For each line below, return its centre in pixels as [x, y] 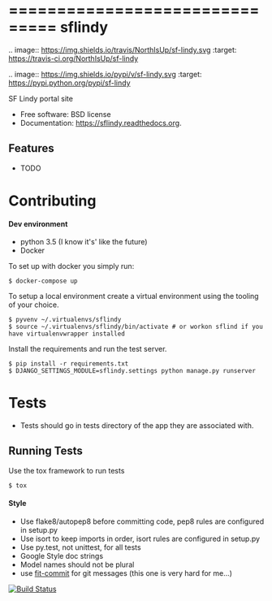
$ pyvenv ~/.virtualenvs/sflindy [65, 320]
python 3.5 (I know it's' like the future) [84, 242]
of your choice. [34, 305]
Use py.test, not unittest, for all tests [80, 547]
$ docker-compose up [43, 281]
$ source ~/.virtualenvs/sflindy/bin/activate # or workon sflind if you [136, 327]
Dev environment [38, 223]
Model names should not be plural [77, 564]
